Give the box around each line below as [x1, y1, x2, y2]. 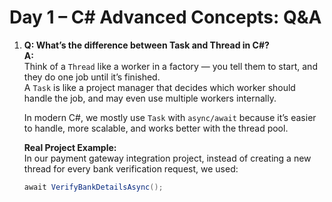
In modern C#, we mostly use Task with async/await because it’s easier [23, 111, 317, 123]
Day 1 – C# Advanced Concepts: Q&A [9, 6, 322, 29]
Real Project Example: [23, 141, 117, 153]
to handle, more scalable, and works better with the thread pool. [23, 122, 289, 134]
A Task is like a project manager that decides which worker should [23, 81, 296, 93]
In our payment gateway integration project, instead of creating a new [23, 152, 312, 164]
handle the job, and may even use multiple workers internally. [23, 92, 277, 104]
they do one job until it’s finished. [23, 71, 161, 83]
